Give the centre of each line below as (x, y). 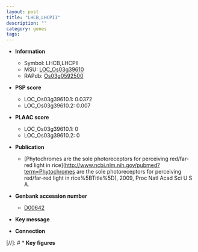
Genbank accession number (51, 196)
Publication (29, 147)
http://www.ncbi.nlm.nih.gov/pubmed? (113, 165)
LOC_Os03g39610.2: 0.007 (57, 106)
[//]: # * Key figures (31, 243)
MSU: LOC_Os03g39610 (54, 69)
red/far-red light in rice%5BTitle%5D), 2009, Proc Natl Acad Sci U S (108, 178)
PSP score (28, 87)
